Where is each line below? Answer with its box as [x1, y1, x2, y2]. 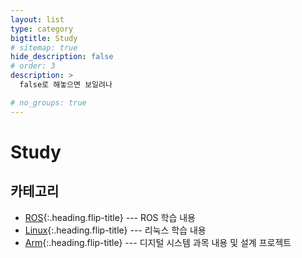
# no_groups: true [10, 97, 87, 108]
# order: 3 [10, 61, 56, 71]
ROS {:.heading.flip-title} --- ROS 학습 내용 [24, 211, 197, 223]
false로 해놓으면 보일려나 [19, 80, 113, 90]
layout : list [10, 14, 65, 25]
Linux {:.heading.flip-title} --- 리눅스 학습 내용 [24, 224, 207, 236]
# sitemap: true [10, 42, 78, 53]
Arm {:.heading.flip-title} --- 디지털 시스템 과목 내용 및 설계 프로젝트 [24, 236, 292, 248]
